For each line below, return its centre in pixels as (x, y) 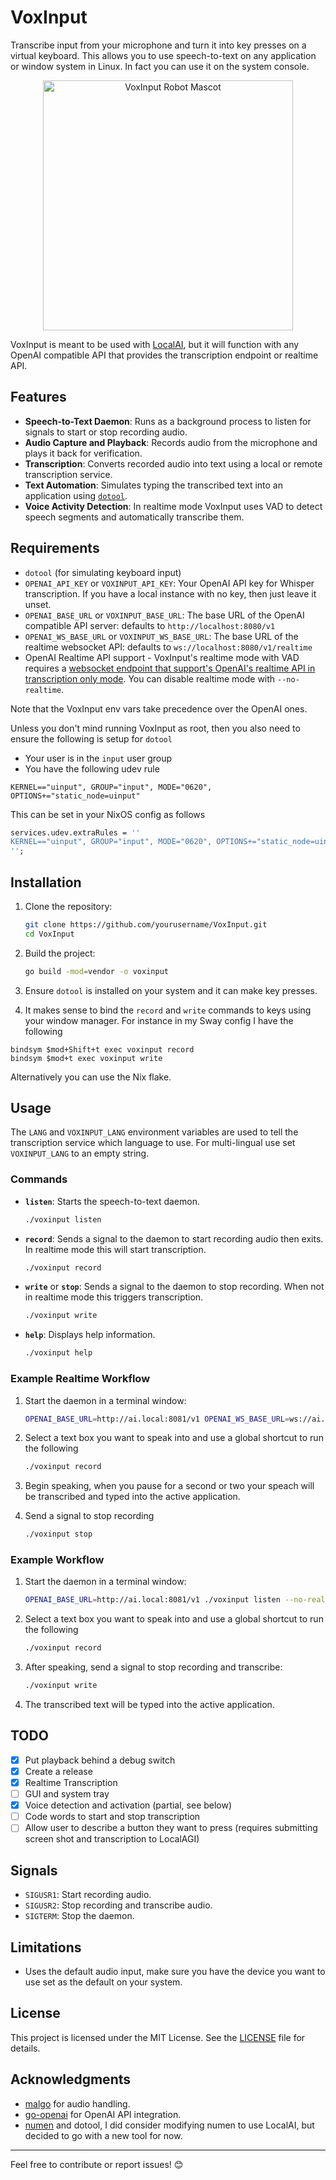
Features (38, 397)
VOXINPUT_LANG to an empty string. (80, 1153)
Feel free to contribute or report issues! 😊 (97, 2164)
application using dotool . (76, 495)
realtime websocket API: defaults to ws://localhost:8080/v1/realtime (168, 647)
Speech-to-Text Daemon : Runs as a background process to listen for (168, 421)
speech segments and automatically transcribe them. (134, 517)
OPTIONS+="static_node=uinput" (75, 796)
